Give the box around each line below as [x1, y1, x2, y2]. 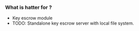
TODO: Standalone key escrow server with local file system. [12, 20, 134, 26]
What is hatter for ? [5, 4, 52, 11]
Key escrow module [12, 15, 53, 21]
